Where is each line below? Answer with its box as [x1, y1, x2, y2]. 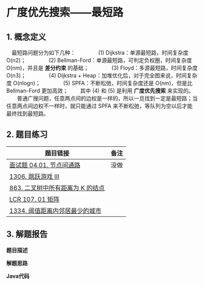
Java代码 [6, 272, 30, 280]
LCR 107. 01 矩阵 [9, 195, 59, 203]
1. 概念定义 [6, 32, 47, 42]
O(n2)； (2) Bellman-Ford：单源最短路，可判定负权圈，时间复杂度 [6, 57, 192, 64]
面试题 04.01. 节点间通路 [9, 161, 81, 169]
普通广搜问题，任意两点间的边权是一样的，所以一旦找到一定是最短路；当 [17, 95, 198, 102]
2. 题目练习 [6, 129, 48, 140]
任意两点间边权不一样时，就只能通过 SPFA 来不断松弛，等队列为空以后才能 [6, 102, 193, 110]
